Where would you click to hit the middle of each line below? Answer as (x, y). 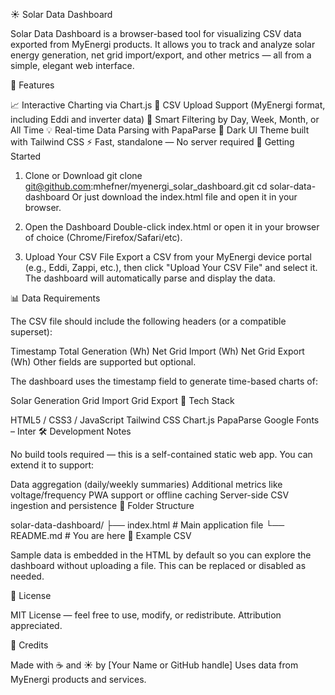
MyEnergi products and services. (78, 679)
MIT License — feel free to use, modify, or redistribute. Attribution (146, 615)
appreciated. (36, 625)
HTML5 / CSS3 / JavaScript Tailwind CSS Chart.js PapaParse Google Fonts (165, 420)
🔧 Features (32, 85)
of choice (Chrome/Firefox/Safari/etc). (103, 237)
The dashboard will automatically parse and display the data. (150, 278)
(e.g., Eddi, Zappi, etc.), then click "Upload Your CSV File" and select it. (171, 267)
